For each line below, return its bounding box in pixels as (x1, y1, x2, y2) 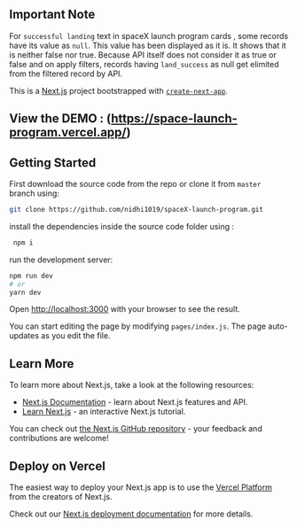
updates (9, 330, 40, 341)
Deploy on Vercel (9, 458, 106, 473)
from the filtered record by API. (9, 68, 122, 79)
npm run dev (9, 271, 53, 280)
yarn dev (9, 288, 42, 297)
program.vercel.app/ (9, 125, 127, 140)
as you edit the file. (41, 330, 111, 341)
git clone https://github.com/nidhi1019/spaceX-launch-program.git (9, 206, 264, 214)
